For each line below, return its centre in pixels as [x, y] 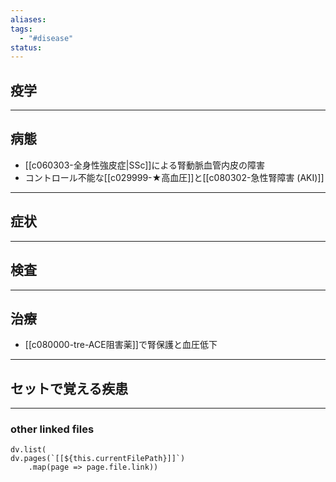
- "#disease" [46, 38]
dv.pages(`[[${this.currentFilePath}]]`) [98, 459]
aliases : [28, 19]
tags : [21, 29]
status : [26, 47]
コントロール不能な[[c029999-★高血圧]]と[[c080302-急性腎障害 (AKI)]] [174, 177]
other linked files [52, 429]
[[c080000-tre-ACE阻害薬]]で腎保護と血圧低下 [121, 345]
